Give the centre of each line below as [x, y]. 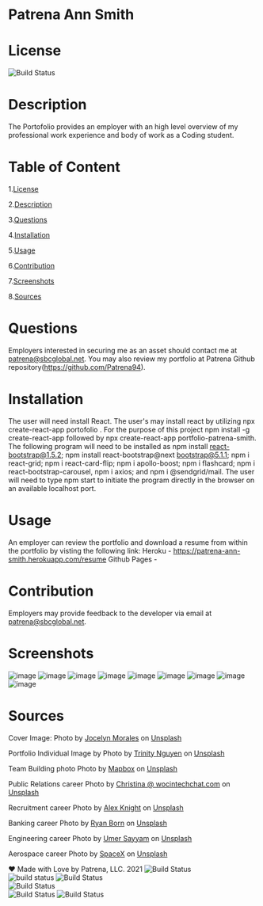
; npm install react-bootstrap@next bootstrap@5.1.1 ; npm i [155, 455]
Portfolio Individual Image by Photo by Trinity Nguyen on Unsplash [116, 753]
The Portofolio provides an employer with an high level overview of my [123, 127]
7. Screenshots [31, 281]
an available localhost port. [52, 488]
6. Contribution [32, 266]
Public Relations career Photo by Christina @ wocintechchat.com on [120, 784]
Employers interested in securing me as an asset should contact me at [123, 350]
